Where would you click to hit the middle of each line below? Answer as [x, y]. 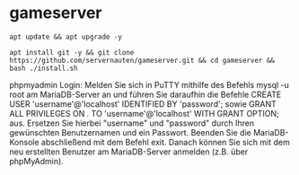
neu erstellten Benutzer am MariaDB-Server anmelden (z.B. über [129, 152]
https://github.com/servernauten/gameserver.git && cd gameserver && [142, 60]
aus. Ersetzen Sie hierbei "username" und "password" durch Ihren [132, 123]
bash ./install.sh [44, 68]
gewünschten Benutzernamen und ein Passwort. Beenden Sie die [130, 132]
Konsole [24, 142]
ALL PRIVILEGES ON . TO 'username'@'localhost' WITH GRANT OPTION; [145, 113]
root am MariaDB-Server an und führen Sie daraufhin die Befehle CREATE [145, 94]
